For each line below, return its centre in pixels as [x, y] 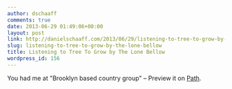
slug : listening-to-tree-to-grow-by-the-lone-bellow [85, 46]
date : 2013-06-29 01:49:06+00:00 [55, 26]
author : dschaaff [32, 13]
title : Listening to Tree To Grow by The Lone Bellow [86, 52]
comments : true [29, 20]
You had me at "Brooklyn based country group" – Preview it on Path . [104, 78]
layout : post [26, 33]
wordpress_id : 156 [33, 59]
